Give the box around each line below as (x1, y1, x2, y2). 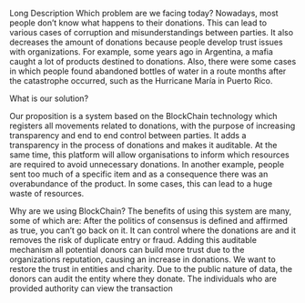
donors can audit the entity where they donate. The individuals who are (9, 273, 278, 284)
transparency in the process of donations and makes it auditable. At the (9, 140, 278, 150)
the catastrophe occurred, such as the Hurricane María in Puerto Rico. (9, 76, 273, 86)
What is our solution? (9, 93, 89, 104)
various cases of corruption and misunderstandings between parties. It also (9, 27, 294, 37)
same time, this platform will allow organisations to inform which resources (9, 149, 290, 160)
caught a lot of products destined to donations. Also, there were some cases (9, 56, 297, 66)
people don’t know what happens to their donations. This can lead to (9, 17, 267, 28)
